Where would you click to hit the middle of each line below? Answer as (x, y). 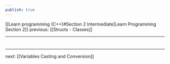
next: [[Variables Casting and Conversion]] (50, 56)
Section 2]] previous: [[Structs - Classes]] (49, 29)
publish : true (20, 10)
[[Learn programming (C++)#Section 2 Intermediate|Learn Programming (81, 24)
